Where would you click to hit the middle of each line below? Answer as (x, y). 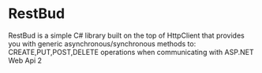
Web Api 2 (25, 60)
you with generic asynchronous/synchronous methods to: (102, 43)
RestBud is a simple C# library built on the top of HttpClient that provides (126, 35)
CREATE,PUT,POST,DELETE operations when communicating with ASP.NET (131, 52)
